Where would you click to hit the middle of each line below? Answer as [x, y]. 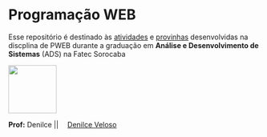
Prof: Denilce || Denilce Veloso [63, 124]
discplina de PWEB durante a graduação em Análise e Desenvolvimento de [133, 45]
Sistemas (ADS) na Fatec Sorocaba [67, 54]
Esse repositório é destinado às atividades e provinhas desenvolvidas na [128, 37]
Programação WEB [72, 15]
